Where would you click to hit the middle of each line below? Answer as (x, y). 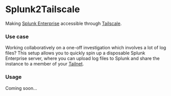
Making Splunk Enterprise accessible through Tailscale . (64, 23)
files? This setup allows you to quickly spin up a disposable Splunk (75, 53)
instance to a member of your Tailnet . (45, 64)
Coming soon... (21, 88)
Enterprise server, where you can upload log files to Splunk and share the (82, 58)
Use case (17, 37)
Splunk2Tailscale (43, 9)
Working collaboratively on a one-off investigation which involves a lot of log (86, 48)
